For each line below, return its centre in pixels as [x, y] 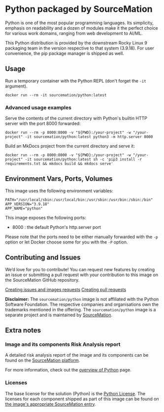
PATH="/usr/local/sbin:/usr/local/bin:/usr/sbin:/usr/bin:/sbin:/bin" [79, 200]
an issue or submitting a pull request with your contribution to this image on [82, 275]
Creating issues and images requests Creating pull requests [66, 289]
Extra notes [23, 330]
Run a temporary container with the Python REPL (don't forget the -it [76, 81]
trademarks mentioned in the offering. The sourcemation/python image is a [81, 309]
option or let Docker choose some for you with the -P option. [66, 242]
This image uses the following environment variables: [59, 191]
